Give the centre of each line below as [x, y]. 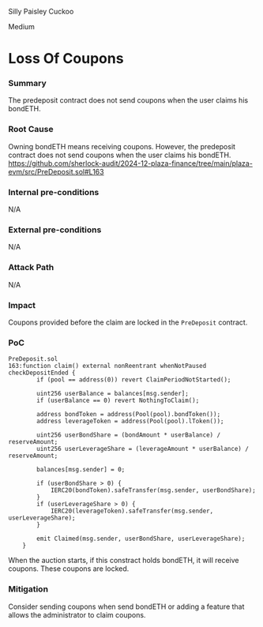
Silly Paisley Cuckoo [41, 11]
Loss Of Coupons [66, 59]
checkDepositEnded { [42, 373]
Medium [22, 26]
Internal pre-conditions [54, 192]
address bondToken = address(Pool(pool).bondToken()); [129, 415]
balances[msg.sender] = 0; [81, 470]
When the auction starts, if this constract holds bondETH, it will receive [124, 561]
